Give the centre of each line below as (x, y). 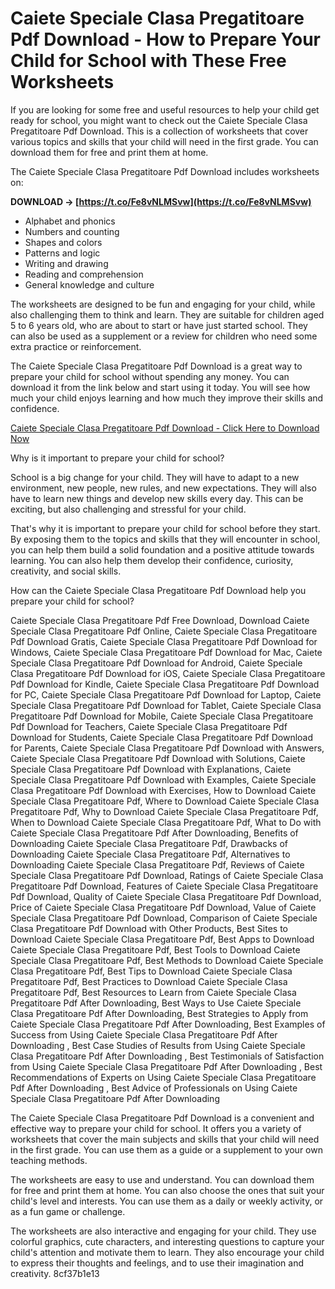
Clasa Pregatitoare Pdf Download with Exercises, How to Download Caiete (163, 790)
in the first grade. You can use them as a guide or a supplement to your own (166, 1149)
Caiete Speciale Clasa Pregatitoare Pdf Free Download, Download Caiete (160, 620)
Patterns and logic (62, 253)
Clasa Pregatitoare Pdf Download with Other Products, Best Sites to (149, 928)
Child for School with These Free (148, 61)
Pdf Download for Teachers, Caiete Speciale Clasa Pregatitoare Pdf (149, 726)
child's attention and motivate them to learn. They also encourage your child (167, 1252)
